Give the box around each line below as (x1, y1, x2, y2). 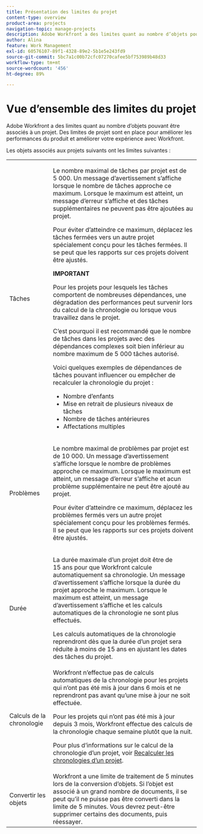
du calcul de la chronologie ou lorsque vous (53, 306, 177, 314)
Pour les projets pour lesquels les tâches (53, 283, 168, 291)
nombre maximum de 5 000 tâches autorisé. (53, 349, 179, 358)
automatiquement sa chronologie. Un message (53, 571, 185, 579)
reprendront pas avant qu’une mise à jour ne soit (53, 691, 190, 700)
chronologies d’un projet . (53, 756, 124, 765)
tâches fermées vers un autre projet (53, 233, 155, 242)
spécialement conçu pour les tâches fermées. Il (53, 240, 187, 249)
